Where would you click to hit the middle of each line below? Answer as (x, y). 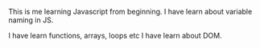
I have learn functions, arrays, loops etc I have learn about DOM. (116, 36)
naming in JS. (31, 20)
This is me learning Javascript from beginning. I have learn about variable (130, 12)
